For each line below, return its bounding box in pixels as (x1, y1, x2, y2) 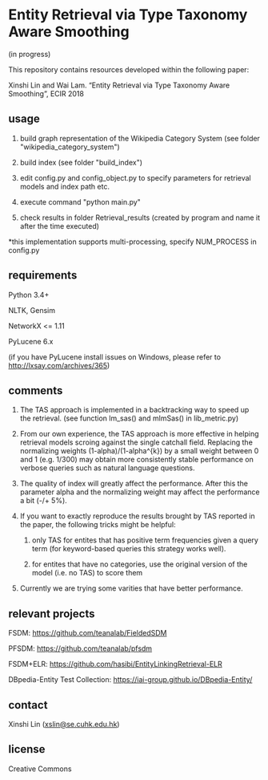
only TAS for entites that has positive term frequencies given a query (31, 535, 258, 545)
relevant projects (8, 607, 95, 620)
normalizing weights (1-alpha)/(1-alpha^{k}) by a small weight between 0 (19, 446, 259, 456)
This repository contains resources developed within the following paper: (8, 64, 250, 74)
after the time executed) (19, 221, 100, 230)
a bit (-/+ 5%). (19, 496, 68, 506)
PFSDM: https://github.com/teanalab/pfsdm (8, 644, 153, 653)
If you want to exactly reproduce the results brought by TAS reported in (19, 511, 255, 521)
